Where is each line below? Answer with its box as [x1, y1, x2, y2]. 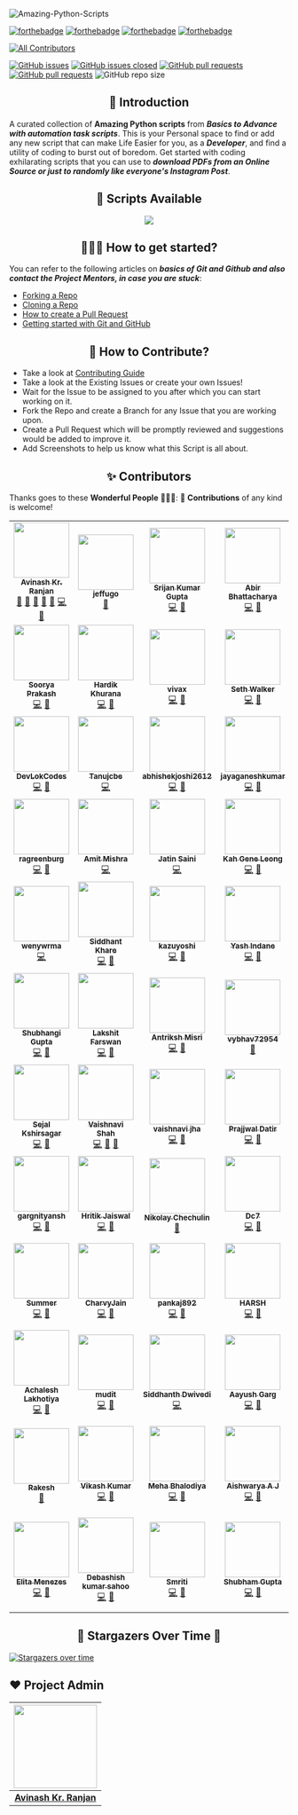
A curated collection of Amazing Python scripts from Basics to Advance [9, 118, 278, 129]
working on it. [21, 396, 73, 407]
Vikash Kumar [80, 1481, 131, 1491]
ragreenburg [19, 854, 65, 864]
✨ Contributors [106, 468, 192, 483]
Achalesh [24, 1385, 59, 1395]
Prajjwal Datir [229, 1124, 278, 1135]
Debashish [86, 1573, 126, 1583]
